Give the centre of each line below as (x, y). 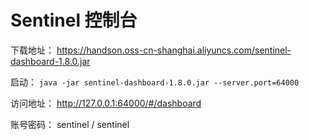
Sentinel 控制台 (74, 20)
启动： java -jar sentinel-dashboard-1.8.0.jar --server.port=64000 (155, 82)
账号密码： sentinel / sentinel (70, 124)
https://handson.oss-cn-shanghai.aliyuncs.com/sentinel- (174, 50)
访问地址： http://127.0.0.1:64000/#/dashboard (106, 103)
